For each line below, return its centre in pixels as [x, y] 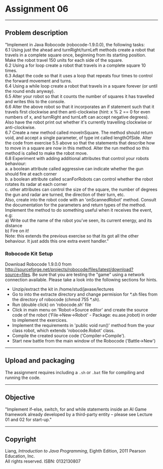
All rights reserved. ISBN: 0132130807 [43, 461]
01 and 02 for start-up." [28, 419]
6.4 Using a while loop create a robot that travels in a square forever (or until [81, 86]
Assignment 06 [37, 9]
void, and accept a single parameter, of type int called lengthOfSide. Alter [78, 138]
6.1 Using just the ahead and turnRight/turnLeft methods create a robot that [80, 50]
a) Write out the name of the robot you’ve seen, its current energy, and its [78, 220]
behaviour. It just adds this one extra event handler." [57, 241]
